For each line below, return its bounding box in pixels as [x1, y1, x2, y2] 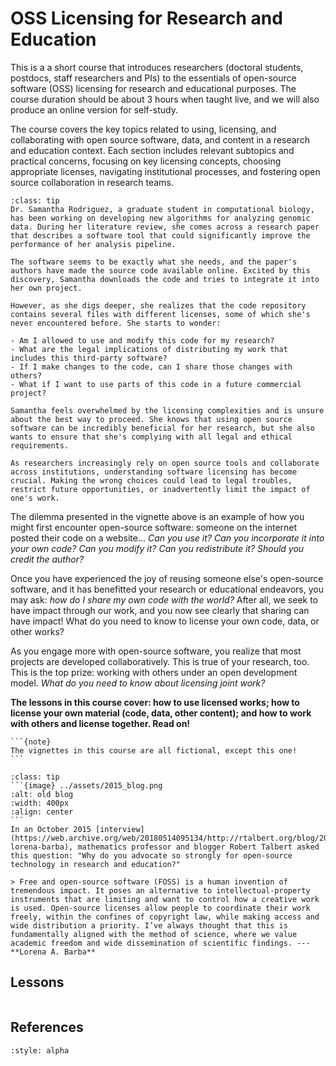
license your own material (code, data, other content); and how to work [10, 707, 312, 719]
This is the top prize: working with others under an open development [10, 666, 298, 678]
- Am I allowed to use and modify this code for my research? [10, 335, 275, 346]
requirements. [10, 440, 70, 451]
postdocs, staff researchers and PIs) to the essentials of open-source [10, 72, 297, 84]
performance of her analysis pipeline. [10, 239, 177, 249]
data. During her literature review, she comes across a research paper [10, 222, 320, 232]
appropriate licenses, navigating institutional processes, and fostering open [10, 165, 321, 177]
